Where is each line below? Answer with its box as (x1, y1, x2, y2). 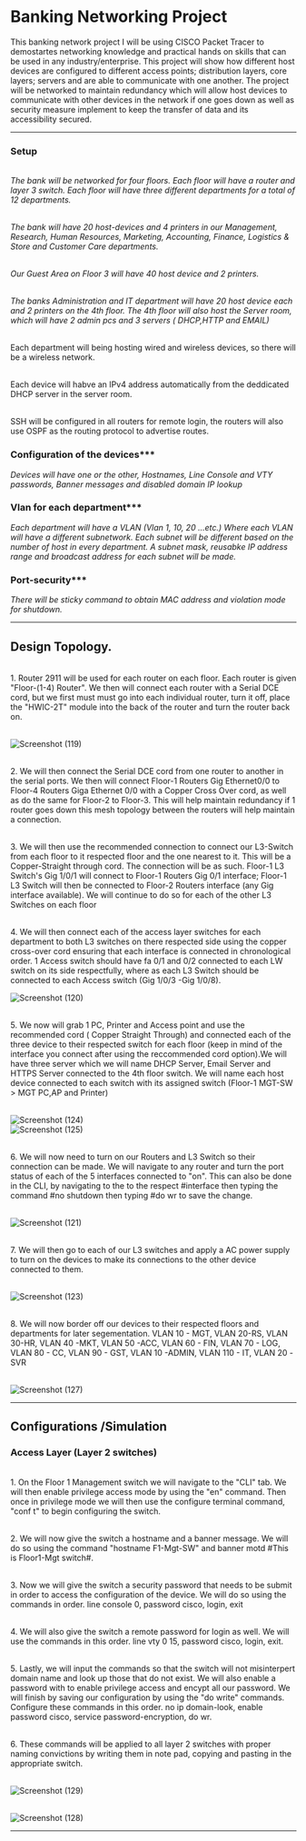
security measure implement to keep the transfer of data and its (10, 104, 249, 114)
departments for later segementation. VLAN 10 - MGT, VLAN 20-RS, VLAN (10, 1328, 289, 1338)
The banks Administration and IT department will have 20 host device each (10, 295, 293, 306)
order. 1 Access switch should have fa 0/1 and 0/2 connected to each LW (10, 955, 283, 966)
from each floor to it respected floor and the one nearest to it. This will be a (10, 851, 291, 861)
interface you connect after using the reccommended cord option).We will (10, 1048, 287, 1060)
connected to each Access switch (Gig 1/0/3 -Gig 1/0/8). (10, 974, 222, 985)
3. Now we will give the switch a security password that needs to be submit (10, 1579, 293, 1590)
